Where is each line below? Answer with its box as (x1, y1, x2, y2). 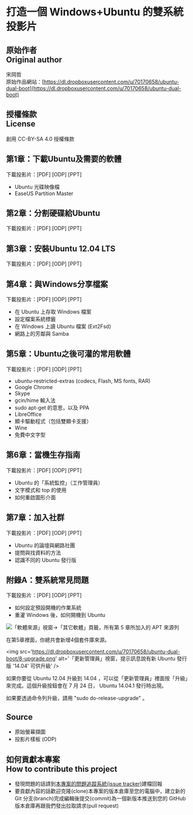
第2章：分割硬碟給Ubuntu (6, 209, 101, 219)
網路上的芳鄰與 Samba (14, 330, 69, 337)
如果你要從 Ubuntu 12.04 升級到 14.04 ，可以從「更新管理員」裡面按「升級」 (6, 675, 191, 682)
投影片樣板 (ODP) (14, 736, 57, 743)
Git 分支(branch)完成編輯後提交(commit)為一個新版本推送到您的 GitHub (14, 794, 186, 802)
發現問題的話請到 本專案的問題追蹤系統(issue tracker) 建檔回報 (14, 780, 163, 787)
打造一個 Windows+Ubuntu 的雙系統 (6, 5, 184, 19)
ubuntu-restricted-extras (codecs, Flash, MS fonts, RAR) (14, 377, 151, 384)
